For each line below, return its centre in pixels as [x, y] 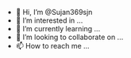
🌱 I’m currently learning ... [58, 29]
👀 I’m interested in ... [49, 20]
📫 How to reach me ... [52, 46]
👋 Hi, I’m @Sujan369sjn [54, 12]
